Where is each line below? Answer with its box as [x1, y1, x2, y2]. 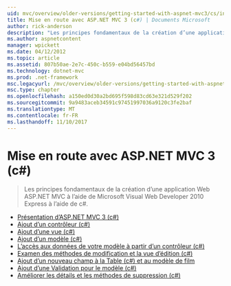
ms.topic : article [7, 55, 60, 62]
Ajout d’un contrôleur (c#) [16, 220, 91, 228]
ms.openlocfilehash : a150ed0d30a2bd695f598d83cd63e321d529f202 [7, 93, 192, 100]
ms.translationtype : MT [7, 106, 76, 112]
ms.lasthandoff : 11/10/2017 [7, 118, 88, 126]
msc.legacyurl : [7, 80, 51, 87]
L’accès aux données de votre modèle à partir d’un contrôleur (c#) [16, 242, 205, 250]
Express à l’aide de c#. [23, 200, 88, 208]
